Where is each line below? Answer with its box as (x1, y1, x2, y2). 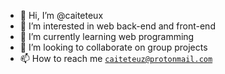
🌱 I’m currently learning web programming (19, 31, 195, 42)
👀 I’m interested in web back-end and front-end (19, 20, 216, 32)
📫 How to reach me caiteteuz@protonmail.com (19, 53, 213, 64)
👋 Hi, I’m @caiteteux (19, 10, 104, 21)
